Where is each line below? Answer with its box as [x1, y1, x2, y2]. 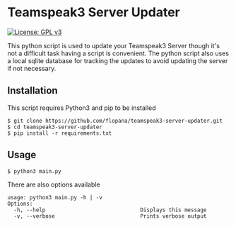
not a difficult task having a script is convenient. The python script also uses [7, 49, 230, 57]
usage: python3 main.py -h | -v [7, 194, 102, 201]
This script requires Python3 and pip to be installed [7, 104, 157, 112]
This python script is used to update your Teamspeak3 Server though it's [7, 41, 220, 50]
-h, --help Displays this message [13, 206, 207, 214]
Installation [7, 84, 58, 96]
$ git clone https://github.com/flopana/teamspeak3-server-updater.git [7, 117, 223, 124]
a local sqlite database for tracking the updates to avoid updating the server [7, 56, 228, 65]
